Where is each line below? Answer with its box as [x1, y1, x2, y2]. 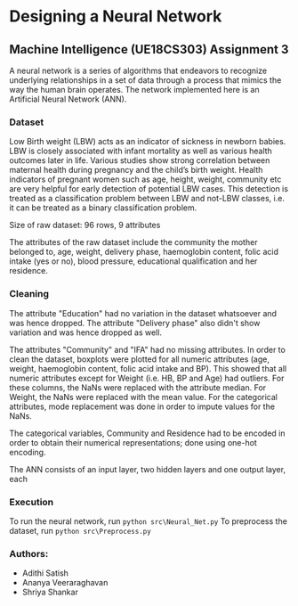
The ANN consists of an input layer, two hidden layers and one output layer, [9, 463, 286, 474]
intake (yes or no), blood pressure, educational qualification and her [9, 256, 258, 266]
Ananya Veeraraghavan [21, 577, 109, 588]
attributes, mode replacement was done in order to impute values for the [9, 401, 276, 412]
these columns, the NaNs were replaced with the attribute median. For [9, 381, 267, 393]
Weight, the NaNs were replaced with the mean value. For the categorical [9, 391, 278, 402]
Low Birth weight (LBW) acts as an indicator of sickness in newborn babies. [9, 136, 286, 147]
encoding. [9, 446, 46, 457]
